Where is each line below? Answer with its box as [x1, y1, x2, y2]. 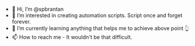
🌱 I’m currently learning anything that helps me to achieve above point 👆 [11, 25, 189, 32]
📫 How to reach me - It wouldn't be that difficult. [11, 34, 133, 41]
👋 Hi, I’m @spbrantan [11, 6, 64, 12]
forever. [11, 18, 32, 25]
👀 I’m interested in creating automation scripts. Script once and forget [11, 12, 183, 19]
